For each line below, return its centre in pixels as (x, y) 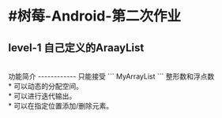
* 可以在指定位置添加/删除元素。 (60, 106)
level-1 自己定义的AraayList (76, 48)
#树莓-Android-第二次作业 (95, 16)
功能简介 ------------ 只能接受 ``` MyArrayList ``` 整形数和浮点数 (111, 76)
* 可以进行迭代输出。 (42, 96)
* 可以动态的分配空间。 (45, 86)
